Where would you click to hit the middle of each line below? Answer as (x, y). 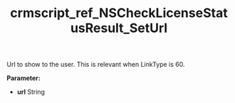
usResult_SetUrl (119, 28)
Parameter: (23, 78)
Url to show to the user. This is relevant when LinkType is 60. (96, 65)
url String (31, 92)
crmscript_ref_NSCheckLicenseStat (119, 13)
